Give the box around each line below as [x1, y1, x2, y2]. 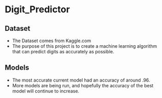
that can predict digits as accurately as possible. [12, 49, 114, 54]
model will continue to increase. [12, 88, 80, 94]
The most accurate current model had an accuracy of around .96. [12, 77, 150, 83]
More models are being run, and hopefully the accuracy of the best [12, 82, 154, 88]
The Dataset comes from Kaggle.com [12, 37, 91, 44]
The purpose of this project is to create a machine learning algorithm [12, 43, 157, 49]
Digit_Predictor [5, 4, 70, 15]
